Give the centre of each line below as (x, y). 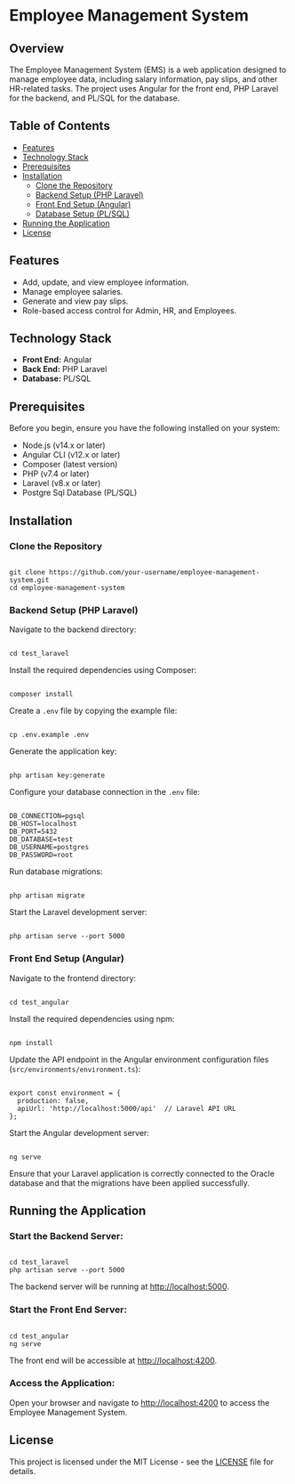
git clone (28, 572)
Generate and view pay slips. (75, 301)
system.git (29, 580)
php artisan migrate (48, 896)
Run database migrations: (56, 872)
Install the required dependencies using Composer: (103, 670)
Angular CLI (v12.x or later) (71, 455)
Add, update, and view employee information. (105, 282)
